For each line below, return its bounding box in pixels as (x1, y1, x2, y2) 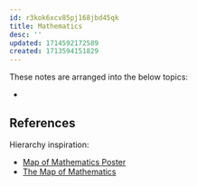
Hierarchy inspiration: (9, 139, 89, 150)
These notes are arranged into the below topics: (9, 71, 188, 82)
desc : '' (9, 30, 42, 39)
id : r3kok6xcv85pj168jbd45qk (9, 13, 119, 23)
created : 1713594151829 (9, 47, 99, 56)
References (9, 115, 76, 131)
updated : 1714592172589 (9, 38, 99, 48)
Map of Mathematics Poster (22, 156, 127, 167)
